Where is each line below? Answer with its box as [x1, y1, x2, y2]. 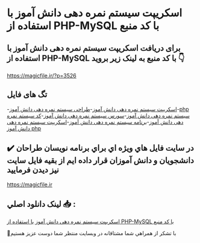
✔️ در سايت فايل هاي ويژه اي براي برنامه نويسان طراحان [7, 143, 195, 153]
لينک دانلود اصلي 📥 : [7, 199, 76, 209]
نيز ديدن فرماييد [7, 165, 59, 175]
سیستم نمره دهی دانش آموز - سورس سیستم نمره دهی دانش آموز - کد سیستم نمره [7, 112, 190, 119]
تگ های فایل [7, 89, 48, 99]
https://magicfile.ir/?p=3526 [7, 72, 77, 79]
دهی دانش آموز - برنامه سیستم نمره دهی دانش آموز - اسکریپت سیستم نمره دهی [7, 118, 184, 125]
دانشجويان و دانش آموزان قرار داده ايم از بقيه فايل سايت [7, 156, 195, 166]
